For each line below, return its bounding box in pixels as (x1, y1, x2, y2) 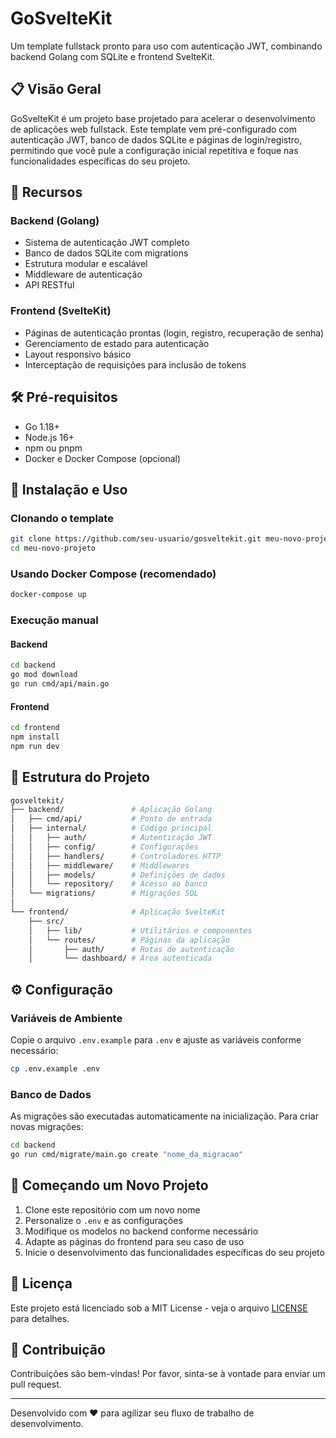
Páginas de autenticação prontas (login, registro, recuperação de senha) (24, 327, 325, 339)
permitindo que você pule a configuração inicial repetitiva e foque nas (10, 144, 299, 156)
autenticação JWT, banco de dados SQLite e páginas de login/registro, (10, 133, 303, 146)
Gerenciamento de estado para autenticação (24, 337, 210, 349)
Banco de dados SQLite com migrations (24, 247, 189, 259)
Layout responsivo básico (24, 348, 132, 360)
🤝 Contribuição (10, 1341, 106, 1358)
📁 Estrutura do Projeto (10, 769, 150, 786)
